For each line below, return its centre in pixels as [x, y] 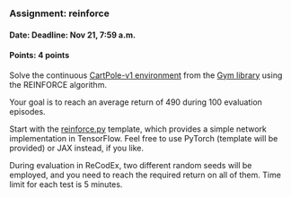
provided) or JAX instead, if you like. [77, 148]
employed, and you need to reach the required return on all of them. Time [145, 175]
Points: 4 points [40, 56]
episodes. [28, 111]
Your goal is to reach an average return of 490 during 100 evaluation [136, 102]
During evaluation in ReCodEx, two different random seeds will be [131, 165]
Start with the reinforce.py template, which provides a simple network [138, 129]
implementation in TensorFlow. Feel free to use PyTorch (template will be [144, 138]
